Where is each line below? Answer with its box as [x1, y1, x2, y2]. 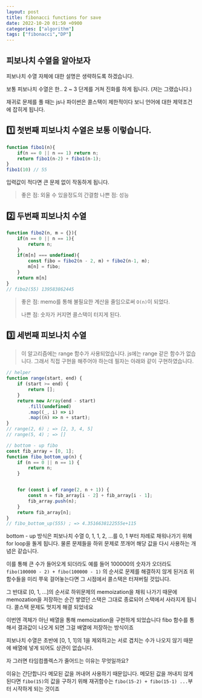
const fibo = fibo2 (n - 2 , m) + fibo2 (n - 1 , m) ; [28, 258, 150, 264]
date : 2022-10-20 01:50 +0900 [6, 20, 83, 26]
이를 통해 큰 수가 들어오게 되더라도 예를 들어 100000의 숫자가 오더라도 [6, 561, 172, 568]
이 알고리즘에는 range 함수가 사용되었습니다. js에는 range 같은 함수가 [21, 350, 185, 357]
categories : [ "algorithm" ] [6, 25, 74, 32]
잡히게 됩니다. [12, 105, 45, 113]
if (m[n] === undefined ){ [17, 252, 80, 258]
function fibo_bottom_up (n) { [6, 453, 83, 460]
